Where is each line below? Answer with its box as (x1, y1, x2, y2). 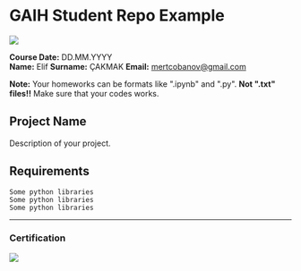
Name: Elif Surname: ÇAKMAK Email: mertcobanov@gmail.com (9, 61, 246, 72)
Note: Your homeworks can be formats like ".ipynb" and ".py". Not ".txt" (9, 78, 276, 89)
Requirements (9, 164, 90, 179)
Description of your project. (9, 138, 111, 148)
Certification (9, 232, 66, 244)
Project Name (9, 114, 87, 130)
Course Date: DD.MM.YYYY (9, 51, 113, 63)
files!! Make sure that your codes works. (9, 88, 159, 98)
